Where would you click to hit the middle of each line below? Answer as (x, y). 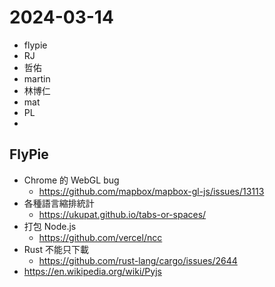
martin (37, 78)
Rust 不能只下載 (56, 249)
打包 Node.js (50, 226)
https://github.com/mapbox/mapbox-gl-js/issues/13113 (151, 191)
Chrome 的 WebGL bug (71, 180)
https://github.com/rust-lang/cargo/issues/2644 (138, 260)
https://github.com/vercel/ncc (100, 237)
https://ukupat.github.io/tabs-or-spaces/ (122, 214)
